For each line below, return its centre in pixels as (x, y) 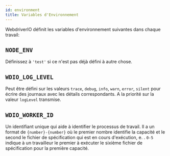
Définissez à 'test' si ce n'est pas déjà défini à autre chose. (69, 62)
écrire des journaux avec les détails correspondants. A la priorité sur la (80, 94)
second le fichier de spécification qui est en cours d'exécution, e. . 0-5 (79, 137)
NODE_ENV (19, 50)
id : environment (22, 10)
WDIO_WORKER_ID (29, 115)
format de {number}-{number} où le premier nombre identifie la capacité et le (85, 132)
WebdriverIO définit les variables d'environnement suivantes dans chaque (83, 29)
